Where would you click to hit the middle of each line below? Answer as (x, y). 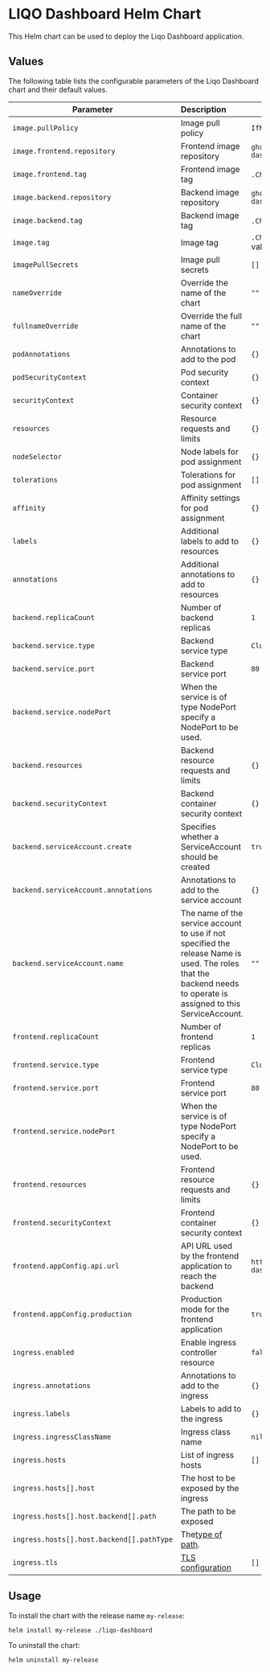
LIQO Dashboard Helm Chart (105, 14)
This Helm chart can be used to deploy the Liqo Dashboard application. (126, 36)
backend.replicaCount (53, 617)
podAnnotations (41, 354)
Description (203, 109)
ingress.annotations (51, 1385)
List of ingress (207, 1455)
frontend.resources (49, 1184)
